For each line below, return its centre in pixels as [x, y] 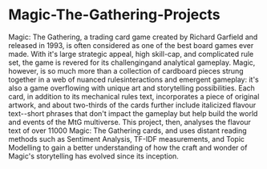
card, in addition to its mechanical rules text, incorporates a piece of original [134, 96]
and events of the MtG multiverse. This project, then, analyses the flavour [129, 122]
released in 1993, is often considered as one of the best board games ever [131, 45]
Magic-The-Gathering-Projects [114, 15]
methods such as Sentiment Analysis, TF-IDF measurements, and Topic [127, 139]
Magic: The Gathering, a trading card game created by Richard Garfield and [133, 37]
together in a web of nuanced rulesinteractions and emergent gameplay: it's [133, 79]
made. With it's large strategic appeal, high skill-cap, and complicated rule [131, 54]
